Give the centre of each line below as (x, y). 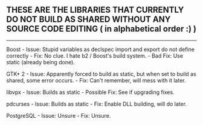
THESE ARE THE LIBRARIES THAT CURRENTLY (95, 10)
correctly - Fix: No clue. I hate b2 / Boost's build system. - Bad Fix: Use (95, 56)
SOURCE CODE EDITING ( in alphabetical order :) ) (101, 29)
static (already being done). (41, 62)
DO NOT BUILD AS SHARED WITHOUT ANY (89, 20)
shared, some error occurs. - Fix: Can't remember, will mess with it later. (96, 80)
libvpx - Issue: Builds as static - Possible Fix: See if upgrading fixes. (90, 92)
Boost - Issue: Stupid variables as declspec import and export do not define (101, 49)
